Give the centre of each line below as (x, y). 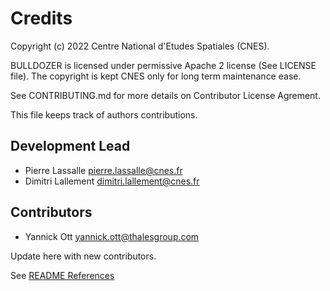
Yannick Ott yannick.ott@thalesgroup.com (112, 236)
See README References (62, 275)
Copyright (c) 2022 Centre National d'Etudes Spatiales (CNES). (140, 46)
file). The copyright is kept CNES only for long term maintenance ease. (156, 76)
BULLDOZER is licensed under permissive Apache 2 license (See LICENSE (163, 65)
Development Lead (70, 146)
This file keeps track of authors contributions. (104, 114)
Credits (41, 18)
